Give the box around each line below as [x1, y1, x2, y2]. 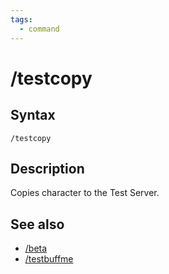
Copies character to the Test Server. [10, 187, 160, 199]
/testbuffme [24, 253, 74, 265]
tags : [10, 14, 33, 25]
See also [10, 216, 65, 233]
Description [10, 160, 85, 177]
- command [19, 24, 60, 34]
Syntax [10, 107, 56, 124]
